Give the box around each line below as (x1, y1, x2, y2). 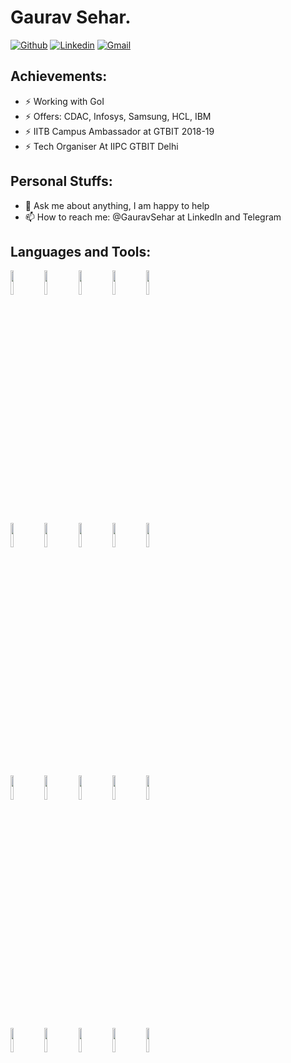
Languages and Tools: (10, 243, 152, 260)
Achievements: (10, 68, 108, 85)
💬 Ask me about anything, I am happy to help (24, 199, 210, 211)
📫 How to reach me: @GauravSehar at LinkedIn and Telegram (24, 211, 282, 223)
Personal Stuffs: (10, 173, 113, 190)
